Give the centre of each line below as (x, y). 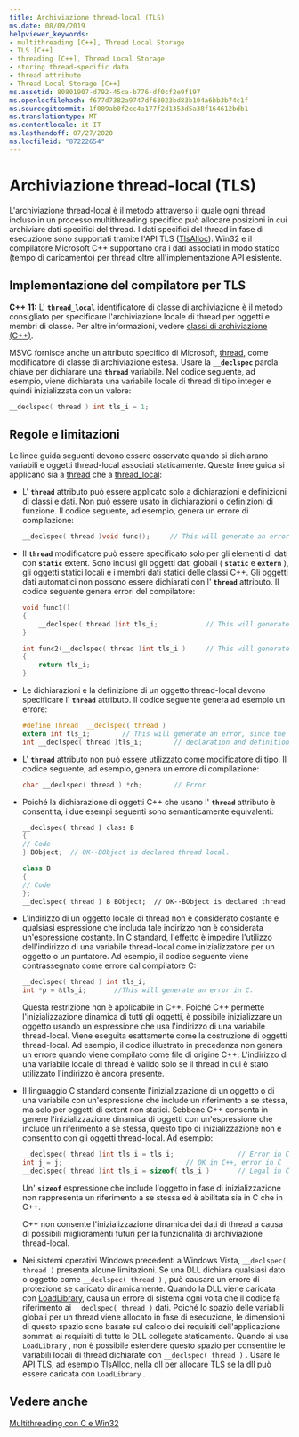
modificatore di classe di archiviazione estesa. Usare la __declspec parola (144, 362)
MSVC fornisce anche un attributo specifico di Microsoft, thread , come (139, 352)
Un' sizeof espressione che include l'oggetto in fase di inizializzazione (152, 1188)
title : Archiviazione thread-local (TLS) (87, 17)
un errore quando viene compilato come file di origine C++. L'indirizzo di (155, 1054)
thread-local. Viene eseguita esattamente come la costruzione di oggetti (154, 1036)
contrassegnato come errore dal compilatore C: (109, 965)
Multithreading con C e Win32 (64, 1423)
